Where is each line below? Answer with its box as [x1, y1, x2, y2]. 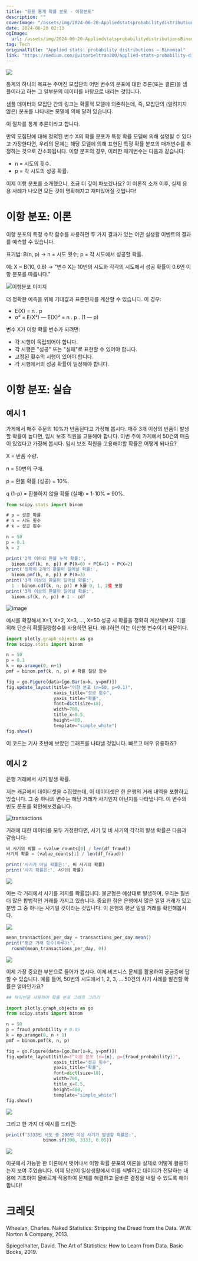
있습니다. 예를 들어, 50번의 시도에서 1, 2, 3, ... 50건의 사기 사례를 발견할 [18, 975, 183, 982]
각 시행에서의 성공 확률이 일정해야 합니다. [14, 360, 110, 367]
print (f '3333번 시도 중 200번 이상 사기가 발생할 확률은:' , [6, 1132, 137, 1138]
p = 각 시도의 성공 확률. [14, 167, 69, 174]
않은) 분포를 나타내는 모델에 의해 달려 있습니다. [6, 107, 114, 115]
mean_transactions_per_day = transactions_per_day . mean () [6, 935, 151, 940]
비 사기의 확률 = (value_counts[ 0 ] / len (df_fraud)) [6, 846, 131, 851]
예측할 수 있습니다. [12, 238, 55, 245]
